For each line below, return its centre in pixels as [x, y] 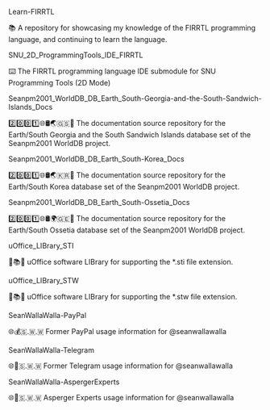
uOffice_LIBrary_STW [44, 280]
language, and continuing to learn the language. [88, 39]
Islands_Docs [31, 107]
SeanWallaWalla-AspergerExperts [64, 382]
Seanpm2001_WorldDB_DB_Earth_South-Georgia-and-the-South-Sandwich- [135, 98]
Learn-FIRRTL [31, 12]
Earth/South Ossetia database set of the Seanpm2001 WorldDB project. [127, 230]
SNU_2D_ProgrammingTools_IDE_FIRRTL [76, 55]
